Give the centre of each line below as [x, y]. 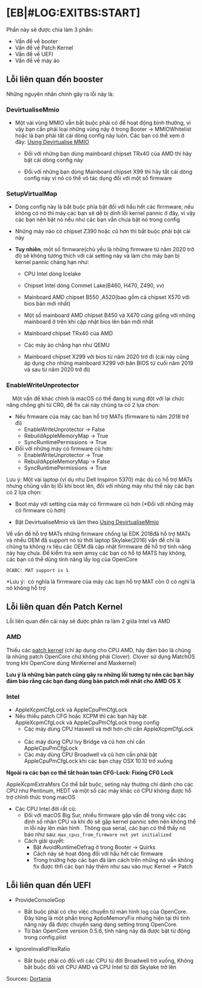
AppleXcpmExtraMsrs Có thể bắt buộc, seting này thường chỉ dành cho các [100, 784]
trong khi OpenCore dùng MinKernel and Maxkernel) [71, 662]
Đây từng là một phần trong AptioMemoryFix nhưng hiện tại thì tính [107, 918]
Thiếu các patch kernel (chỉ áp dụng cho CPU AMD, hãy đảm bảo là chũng [99, 650]
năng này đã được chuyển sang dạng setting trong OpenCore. [101, 924]
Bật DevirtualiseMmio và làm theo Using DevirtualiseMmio [87, 522]
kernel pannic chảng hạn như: [52, 262]
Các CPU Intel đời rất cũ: [46, 809]
